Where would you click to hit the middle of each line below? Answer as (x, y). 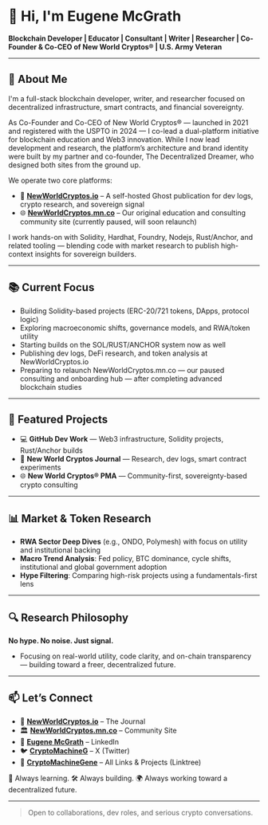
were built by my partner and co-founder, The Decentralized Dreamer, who (131, 156)
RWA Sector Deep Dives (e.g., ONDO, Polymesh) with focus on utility (134, 542)
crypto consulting (49, 485)
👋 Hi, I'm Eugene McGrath (95, 16)
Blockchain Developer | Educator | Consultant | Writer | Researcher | (124, 38)
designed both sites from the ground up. (75, 165)
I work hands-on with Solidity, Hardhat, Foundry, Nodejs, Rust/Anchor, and (131, 237)
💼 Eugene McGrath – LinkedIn (69, 741)
